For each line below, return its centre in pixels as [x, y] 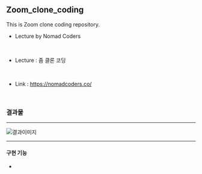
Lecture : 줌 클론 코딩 [40, 60]
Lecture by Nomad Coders [48, 36]
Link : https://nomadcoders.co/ [53, 84]
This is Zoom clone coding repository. [53, 24]
